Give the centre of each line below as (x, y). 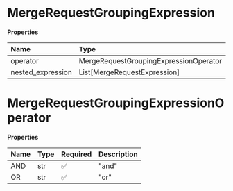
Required (77, 154)
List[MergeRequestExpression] (129, 72)
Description (118, 154)
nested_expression (42, 72)
